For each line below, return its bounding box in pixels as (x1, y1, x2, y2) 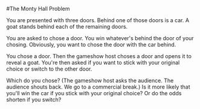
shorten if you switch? (6, 96, 62, 103)
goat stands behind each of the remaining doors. (6, 23, 128, 30)
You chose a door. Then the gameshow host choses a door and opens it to (6, 53, 192, 59)
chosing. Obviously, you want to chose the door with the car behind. (6, 41, 176, 48)
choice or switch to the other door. (6, 65, 92, 72)
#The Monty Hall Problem (6, 5, 70, 12)
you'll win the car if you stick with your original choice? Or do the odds (6, 90, 182, 96)
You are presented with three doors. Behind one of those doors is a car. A (6, 17, 189, 23)
